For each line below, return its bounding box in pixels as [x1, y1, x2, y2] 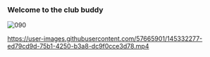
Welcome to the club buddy [7, 5, 104, 15]
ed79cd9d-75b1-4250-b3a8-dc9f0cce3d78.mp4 [7, 42, 149, 51]
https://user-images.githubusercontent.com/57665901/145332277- [7, 34, 203, 43]
